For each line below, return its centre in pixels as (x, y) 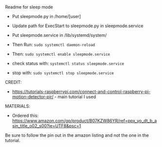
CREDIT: (13, 82)
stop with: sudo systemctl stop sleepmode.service (63, 73)
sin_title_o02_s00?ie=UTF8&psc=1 (46, 126)
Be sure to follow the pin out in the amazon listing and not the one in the (77, 135)
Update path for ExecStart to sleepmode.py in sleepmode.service (78, 26)
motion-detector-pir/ (33, 97)
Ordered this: (25, 115)
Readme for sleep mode (29, 7)
